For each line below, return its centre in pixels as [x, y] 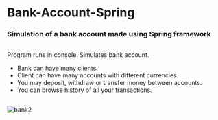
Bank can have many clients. [57, 68]
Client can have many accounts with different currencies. [98, 75]
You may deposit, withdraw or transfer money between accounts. [109, 82]
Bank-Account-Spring [71, 13]
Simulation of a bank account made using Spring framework [109, 34]
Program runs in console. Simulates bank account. [78, 55]
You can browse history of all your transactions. [84, 90]
